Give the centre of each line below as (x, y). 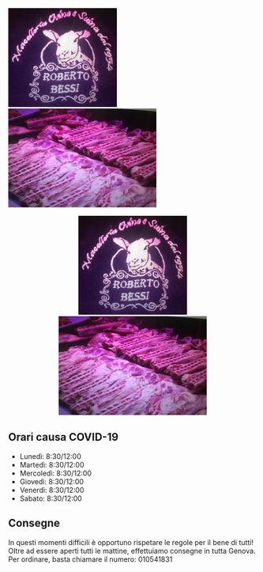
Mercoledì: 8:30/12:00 (56, 473)
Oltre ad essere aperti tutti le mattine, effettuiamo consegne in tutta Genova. (132, 551)
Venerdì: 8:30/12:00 (52, 490)
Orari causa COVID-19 (63, 437)
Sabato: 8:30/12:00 (51, 498)
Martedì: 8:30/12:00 (52, 464)
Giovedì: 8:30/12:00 (52, 481)
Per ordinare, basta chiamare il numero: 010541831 (90, 559)
